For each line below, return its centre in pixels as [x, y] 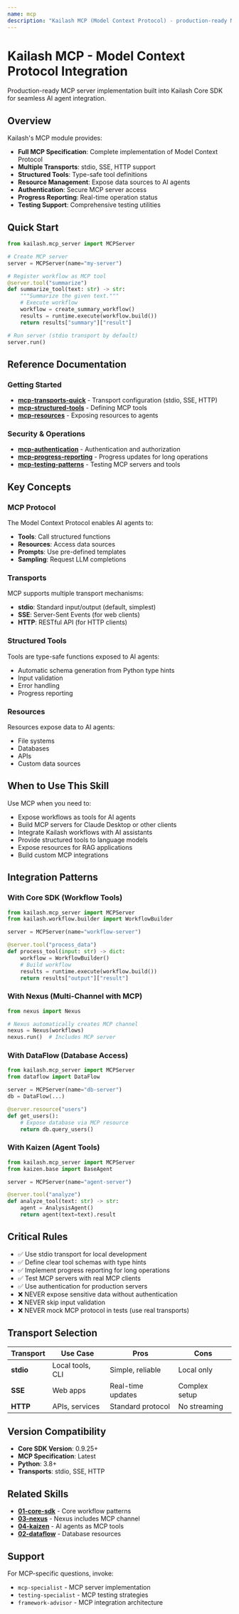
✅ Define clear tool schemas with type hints [82, 1262]
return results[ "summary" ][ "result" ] [76, 323]
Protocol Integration [68, 71]
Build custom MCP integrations [63, 855]
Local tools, [71, 1365]
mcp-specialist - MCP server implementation [84, 1587]
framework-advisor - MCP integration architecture [90, 1602]
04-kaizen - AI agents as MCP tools [71, 1526]
